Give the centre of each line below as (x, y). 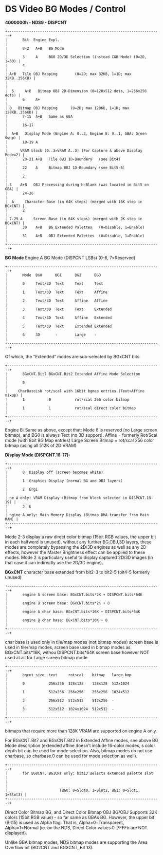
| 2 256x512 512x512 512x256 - (60, 700)
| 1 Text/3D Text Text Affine (56, 292)
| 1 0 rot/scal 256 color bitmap (67, 400)
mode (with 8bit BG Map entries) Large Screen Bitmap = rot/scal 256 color (80, 440)
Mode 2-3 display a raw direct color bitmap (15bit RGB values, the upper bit (81, 537)
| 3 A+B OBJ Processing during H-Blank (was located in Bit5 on (77, 185)
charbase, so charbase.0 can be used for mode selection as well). (71, 756)
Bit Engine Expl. (41, 40)
